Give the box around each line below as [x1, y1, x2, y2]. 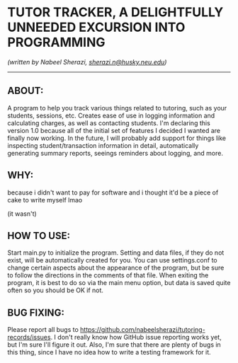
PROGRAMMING [7, 35, 106, 50]
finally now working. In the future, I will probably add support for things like [7, 134, 227, 142]
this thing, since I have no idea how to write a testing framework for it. [7, 348, 211, 357]
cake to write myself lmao [7, 195, 83, 204]
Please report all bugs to [7, 325, 79, 334]
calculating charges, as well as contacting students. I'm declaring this [7, 118, 210, 127]
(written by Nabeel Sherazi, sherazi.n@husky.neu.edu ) [7, 57, 167, 66]
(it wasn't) [7, 209, 37, 218]
